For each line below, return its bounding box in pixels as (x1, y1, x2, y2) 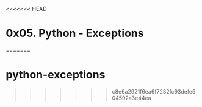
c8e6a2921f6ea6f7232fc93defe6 (112, 88, 196, 95)
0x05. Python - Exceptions (5, 27, 144, 40)
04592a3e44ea (112, 94, 151, 102)
